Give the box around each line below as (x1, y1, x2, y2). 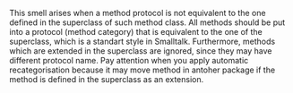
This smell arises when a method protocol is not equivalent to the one (9, 8, 266, 18)
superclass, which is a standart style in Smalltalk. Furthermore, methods (9, 36, 276, 46)
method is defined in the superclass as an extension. (9, 74, 204, 84)
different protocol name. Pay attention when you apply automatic (9, 55, 249, 65)
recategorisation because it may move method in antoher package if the (9, 64, 276, 75)
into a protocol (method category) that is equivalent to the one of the (9, 27, 263, 37)
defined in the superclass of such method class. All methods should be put (9, 17, 286, 28)
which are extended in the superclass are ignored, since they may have (9, 46, 272, 56)
